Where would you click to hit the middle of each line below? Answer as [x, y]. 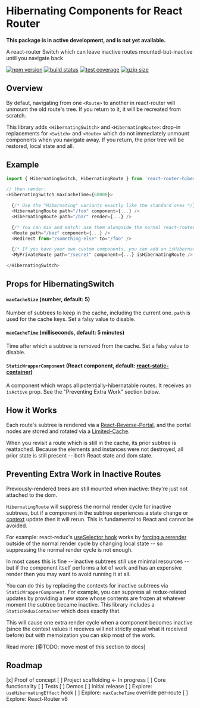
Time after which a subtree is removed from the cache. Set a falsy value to [98, 346]
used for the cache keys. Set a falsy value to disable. [71, 319]
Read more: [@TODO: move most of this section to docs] [76, 647]
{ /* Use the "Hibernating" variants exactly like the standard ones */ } [104, 206]
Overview [25, 89]
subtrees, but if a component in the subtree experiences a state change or [97, 513]
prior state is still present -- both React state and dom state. [79, 455]
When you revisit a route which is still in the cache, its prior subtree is [91, 443]
